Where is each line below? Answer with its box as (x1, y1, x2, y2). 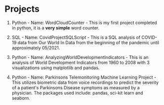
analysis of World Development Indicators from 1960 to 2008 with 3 (11, 59, 150, 65)
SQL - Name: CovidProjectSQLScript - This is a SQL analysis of (11, 34, 141, 40)
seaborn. (11, 95, 31, 101)
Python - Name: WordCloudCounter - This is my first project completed (11, 20, 158, 26)
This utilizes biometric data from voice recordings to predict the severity (11, 79, 159, 85)
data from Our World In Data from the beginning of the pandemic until (17, 39, 160, 45)
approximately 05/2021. (11, 45, 60, 51)
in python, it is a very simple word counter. (11, 25, 100, 30)
